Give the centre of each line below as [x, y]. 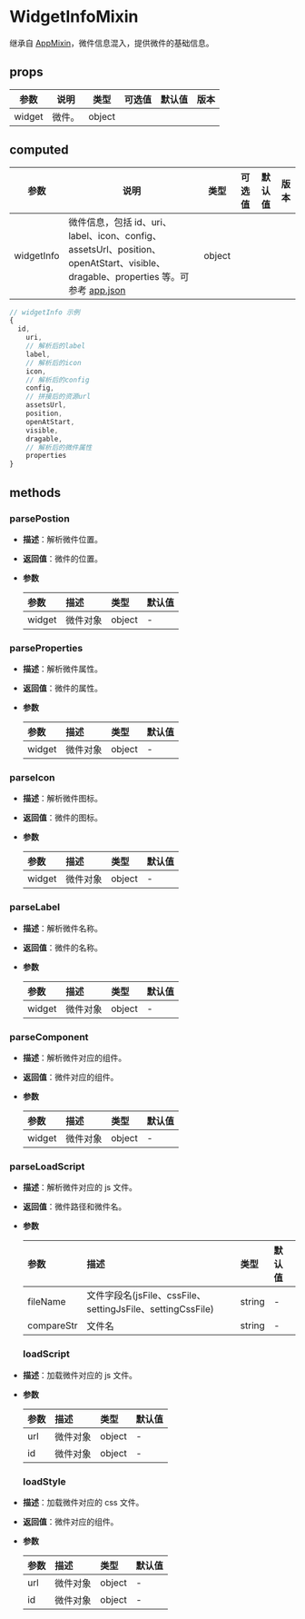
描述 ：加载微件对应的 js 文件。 [80, 1375]
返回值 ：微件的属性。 [62, 689]
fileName [46, 1302]
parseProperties [46, 648]
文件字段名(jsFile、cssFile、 [146, 1296]
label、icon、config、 [114, 235]
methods [35, 492]
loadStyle [44, 1481]
